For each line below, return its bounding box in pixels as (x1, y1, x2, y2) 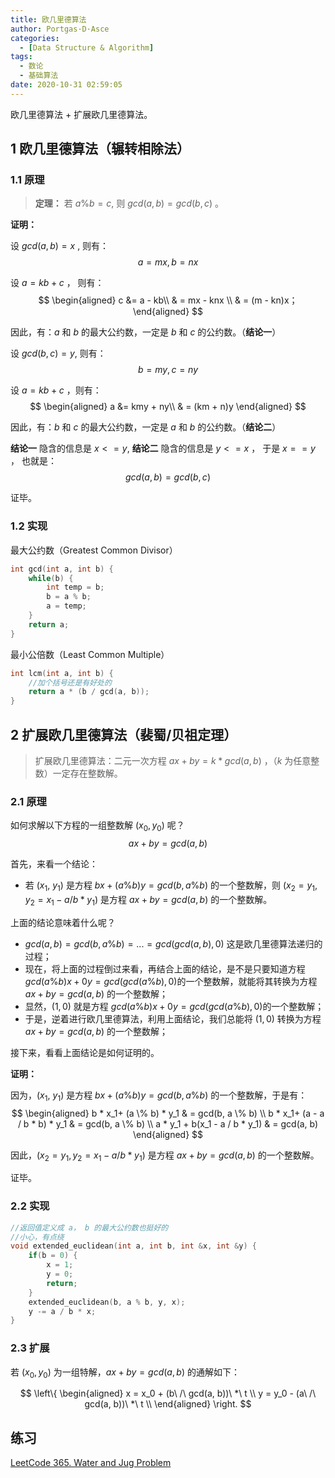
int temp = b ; (46, 582, 105, 593)
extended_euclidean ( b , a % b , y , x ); (28, 1297, 186, 1307)
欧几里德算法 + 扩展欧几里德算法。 (10, 108, 153, 120)
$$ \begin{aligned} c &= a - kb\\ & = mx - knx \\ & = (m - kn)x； (38, 294, 298, 306)
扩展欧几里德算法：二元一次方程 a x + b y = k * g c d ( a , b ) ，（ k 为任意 (34, 755, 312, 767)
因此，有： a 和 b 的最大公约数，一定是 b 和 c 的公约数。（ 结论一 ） (10, 326, 282, 338)
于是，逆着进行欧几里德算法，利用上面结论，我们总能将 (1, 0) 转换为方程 (24, 1012, 322, 1025)
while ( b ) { (28, 573, 74, 583)
